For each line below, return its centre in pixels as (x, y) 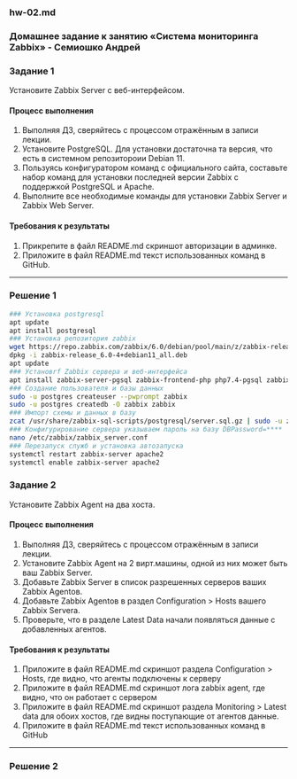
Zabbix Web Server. (58, 206)
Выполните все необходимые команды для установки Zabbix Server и (154, 196)
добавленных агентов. (64, 629)
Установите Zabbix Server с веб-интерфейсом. (97, 90)
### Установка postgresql (57, 314)
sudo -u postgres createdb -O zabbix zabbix (92, 405)
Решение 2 (34, 767)
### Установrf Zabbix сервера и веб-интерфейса (99, 371)
